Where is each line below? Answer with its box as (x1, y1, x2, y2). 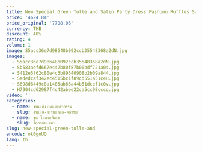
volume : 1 (6, 42, 31, 48)
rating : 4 (6, 37, 31, 42)
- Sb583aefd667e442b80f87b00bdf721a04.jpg (11, 64, 120, 71)
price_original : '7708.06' (6, 20, 74, 26)
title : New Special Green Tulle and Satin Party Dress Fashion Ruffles (6, 8, 189, 15)
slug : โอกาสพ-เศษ (17, 120, 56, 126)
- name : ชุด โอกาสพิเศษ (11, 114, 61, 120)
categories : (6, 98, 36, 104)
